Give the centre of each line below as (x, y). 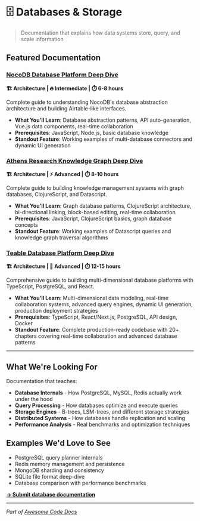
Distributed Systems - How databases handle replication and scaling (100, 418)
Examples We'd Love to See (59, 443)
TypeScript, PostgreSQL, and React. (50, 286)
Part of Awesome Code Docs (42, 511)
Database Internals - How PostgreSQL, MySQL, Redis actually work (98, 393)
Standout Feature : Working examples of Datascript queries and (93, 231)
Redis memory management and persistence (70, 464)
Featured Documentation (54, 58)
